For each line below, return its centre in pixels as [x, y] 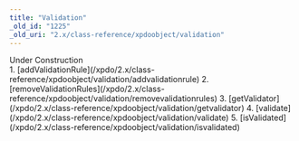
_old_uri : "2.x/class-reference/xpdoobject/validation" [117, 34]
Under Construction [46, 61]
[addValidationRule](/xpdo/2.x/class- [86, 70]
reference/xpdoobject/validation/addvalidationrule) [105, 80]
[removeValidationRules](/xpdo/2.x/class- [87, 89]
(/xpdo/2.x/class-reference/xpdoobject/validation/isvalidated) [125, 127]
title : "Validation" [48, 18]
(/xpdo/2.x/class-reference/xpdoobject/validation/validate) [119, 117]
